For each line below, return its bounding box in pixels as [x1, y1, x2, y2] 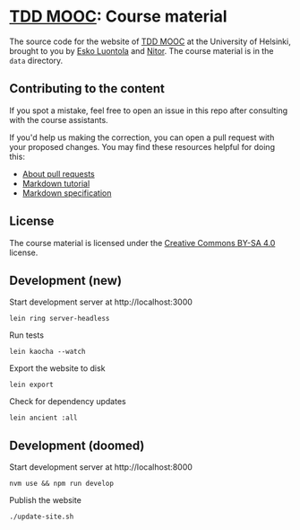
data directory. [9, 55, 64, 66]
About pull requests [21, 168, 96, 179]
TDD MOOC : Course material [9, 6, 227, 27]
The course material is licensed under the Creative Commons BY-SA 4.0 [9, 237, 276, 248]
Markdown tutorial [21, 178, 90, 189]
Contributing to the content [9, 81, 166, 96]
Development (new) [9, 272, 123, 288]
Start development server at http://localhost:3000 [9, 296, 193, 307]
